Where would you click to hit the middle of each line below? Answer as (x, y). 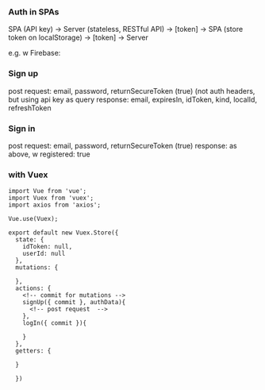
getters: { (33, 351)
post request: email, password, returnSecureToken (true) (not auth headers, (132, 91)
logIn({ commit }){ (55, 323)
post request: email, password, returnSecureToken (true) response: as (123, 145)
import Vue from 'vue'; (48, 191)
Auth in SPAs (34, 12)
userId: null (44, 254)
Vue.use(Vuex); (33, 219)
